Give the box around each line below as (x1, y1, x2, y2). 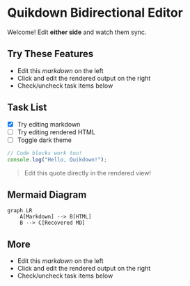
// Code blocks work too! (7, 150, 82, 157)
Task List (7, 102, 47, 113)
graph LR (7, 207, 33, 214)
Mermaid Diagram (7, 189, 87, 200)
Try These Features (7, 48, 94, 60)
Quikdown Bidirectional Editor (7, 5, 183, 21)
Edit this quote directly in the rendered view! (24, 168, 152, 177)
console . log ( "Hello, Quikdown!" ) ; (7, 156, 108, 163)
